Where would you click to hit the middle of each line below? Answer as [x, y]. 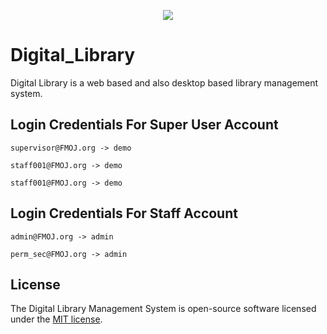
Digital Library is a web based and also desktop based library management [164, 82]
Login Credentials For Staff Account [124, 213]
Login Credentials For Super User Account [144, 125]
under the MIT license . [56, 319]
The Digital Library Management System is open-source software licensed [163, 309]
